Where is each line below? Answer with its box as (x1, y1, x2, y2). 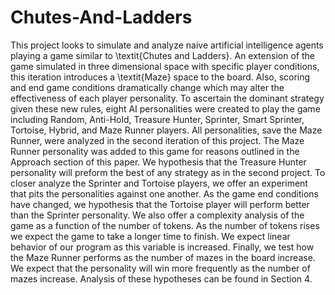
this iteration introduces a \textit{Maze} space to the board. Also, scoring (10, 71, 311, 83)
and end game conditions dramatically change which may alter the (10, 81, 285, 93)
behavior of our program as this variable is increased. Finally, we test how (10, 241, 315, 253)
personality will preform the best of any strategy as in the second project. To (10, 166, 326, 178)
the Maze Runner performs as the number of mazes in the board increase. (10, 251, 316, 263)
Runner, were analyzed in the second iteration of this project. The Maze (10, 134, 305, 146)
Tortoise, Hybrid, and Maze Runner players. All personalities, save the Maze (10, 124, 323, 136)
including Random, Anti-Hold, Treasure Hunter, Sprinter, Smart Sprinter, (10, 113, 305, 125)
